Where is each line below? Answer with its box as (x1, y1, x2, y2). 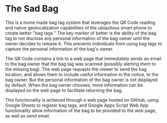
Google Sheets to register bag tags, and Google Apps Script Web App (5, 102, 149, 108)
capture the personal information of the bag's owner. (5, 46, 114, 52)
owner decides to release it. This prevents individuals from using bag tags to (5, 40, 163, 46)
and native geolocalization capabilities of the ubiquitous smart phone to (5, 24, 152, 30)
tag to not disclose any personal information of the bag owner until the (5, 35, 150, 41)
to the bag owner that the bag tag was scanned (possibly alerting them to (5, 61, 156, 67)
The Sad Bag (5, 3, 59, 14)
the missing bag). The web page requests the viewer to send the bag (5, 66, 147, 72)
